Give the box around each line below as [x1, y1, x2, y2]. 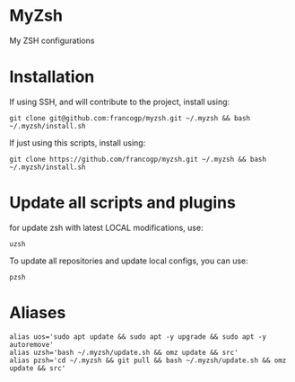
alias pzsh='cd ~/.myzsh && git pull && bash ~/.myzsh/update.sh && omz [9, 356, 287, 365]
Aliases [9, 303, 66, 323]
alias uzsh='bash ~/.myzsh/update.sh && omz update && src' [9, 348, 239, 357]
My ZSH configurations [9, 35, 95, 46]
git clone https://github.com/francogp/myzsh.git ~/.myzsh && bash [9, 155, 267, 164]
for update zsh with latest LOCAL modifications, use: [9, 222, 204, 233]
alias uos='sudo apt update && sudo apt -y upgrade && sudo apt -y [9, 332, 267, 342]
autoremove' [9, 340, 54, 349]
